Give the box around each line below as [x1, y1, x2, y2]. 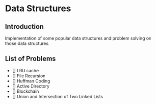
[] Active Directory [12, 83, 50, 89]
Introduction [5, 22, 44, 31]
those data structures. [5, 41, 50, 46]
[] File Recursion [12, 73, 46, 79]
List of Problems [5, 55, 56, 63]
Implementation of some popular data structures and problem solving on [5, 35, 152, 41]
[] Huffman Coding [12, 78, 51, 83]
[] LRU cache [12, 67, 39, 73]
